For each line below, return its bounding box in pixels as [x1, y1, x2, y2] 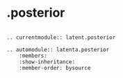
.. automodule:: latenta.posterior [6, 46, 110, 53]
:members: [19, 52, 48, 59]
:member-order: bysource [19, 64, 91, 71]
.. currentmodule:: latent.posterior [6, 33, 116, 41]
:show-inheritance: [19, 58, 76, 65]
